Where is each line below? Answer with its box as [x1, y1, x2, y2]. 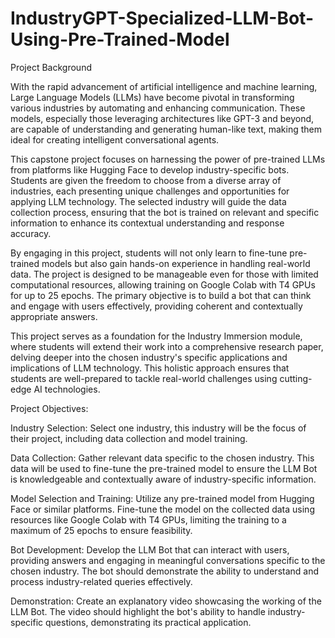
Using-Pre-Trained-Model [10, 28, 230, 51]
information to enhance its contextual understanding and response [10, 217, 285, 229]
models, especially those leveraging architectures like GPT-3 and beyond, [10, 112, 315, 124]
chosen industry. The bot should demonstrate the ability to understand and [10, 565, 320, 577]
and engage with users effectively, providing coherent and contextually [10, 300, 303, 312]
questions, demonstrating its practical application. [45, 616, 252, 628]
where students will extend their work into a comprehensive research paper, [10, 340, 324, 352]
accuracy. [10, 227, 52, 239]
